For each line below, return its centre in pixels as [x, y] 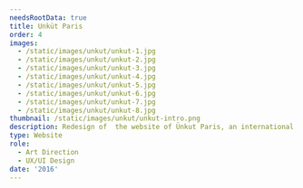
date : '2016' [34, 169]
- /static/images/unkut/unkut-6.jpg [87, 93]
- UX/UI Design [46, 160]
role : [20, 144]
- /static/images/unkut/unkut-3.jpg [87, 69]
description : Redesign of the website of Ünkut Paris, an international [152, 127]
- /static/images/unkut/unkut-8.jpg [87, 110]
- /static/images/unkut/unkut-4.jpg [87, 77]
